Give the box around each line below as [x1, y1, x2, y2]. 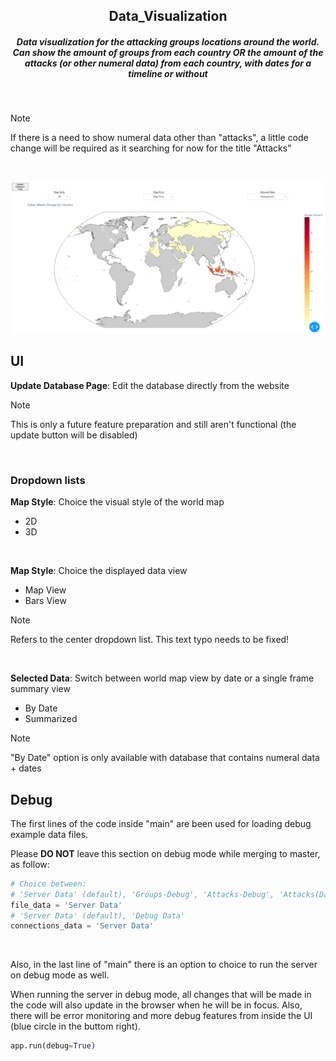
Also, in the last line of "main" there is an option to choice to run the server [10, 959, 318, 971]
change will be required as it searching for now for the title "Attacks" [10, 142, 292, 154]
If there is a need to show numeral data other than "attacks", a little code [10, 132, 309, 144]
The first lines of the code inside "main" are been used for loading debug [10, 817, 312, 829]
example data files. [10, 828, 89, 840]
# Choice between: [10, 879, 87, 889]
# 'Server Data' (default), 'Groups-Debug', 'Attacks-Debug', [10, 889, 275, 899]
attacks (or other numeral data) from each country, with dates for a [24, 57, 312, 69]
